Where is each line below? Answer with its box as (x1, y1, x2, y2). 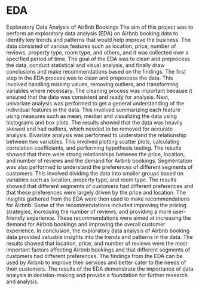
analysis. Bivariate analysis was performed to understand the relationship (6, 131, 187, 138)
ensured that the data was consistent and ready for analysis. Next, (6, 93, 170, 101)
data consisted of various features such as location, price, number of (6, 43, 176, 50)
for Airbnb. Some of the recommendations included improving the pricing (6, 201, 187, 208)
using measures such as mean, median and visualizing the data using (6, 112, 177, 120)
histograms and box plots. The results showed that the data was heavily (6, 119, 183, 126)
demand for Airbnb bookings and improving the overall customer (6, 220, 166, 228)
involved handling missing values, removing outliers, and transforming (6, 80, 179, 87)
